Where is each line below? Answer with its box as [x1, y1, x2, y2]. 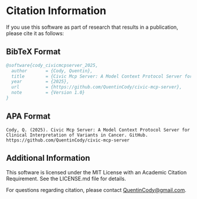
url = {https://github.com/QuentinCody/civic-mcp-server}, [11, 84, 182, 90]
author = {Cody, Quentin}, [11, 68, 93, 74]
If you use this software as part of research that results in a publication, [6, 23, 179, 31]
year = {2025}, [11, 79, 69, 85]
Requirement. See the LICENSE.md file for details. [6, 175, 126, 182]
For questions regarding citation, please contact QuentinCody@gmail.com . [6, 186, 186, 193]
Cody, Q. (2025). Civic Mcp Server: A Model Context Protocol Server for [6, 127, 191, 133]
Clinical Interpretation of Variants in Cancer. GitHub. [6, 132, 148, 138]
